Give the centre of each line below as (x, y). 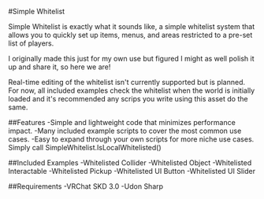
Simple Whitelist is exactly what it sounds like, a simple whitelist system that (131, 26)
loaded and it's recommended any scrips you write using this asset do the (128, 99)
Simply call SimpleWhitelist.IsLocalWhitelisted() (85, 147)
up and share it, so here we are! (59, 67)
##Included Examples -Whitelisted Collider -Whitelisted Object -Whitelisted (130, 163)
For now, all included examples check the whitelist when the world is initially (132, 90)
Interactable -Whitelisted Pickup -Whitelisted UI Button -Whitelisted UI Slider (132, 171)
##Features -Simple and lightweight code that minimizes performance (122, 122)
